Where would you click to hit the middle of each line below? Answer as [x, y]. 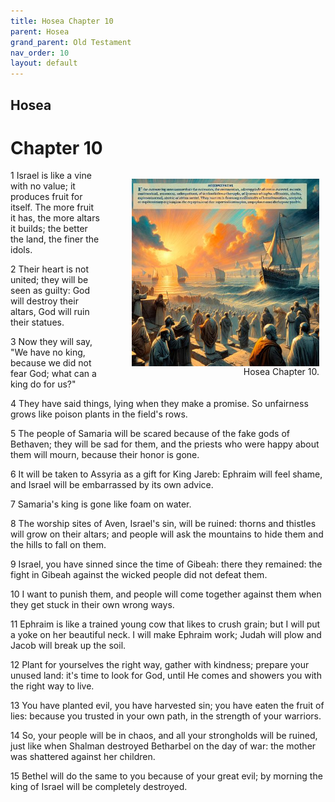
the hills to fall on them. [58, 545]
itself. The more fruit [52, 207]
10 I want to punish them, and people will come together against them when [166, 594]
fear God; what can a [53, 374]
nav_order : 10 [40, 53]
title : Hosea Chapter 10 [62, 21]
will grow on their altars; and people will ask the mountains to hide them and [167, 534]
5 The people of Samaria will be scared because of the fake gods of [150, 434]
